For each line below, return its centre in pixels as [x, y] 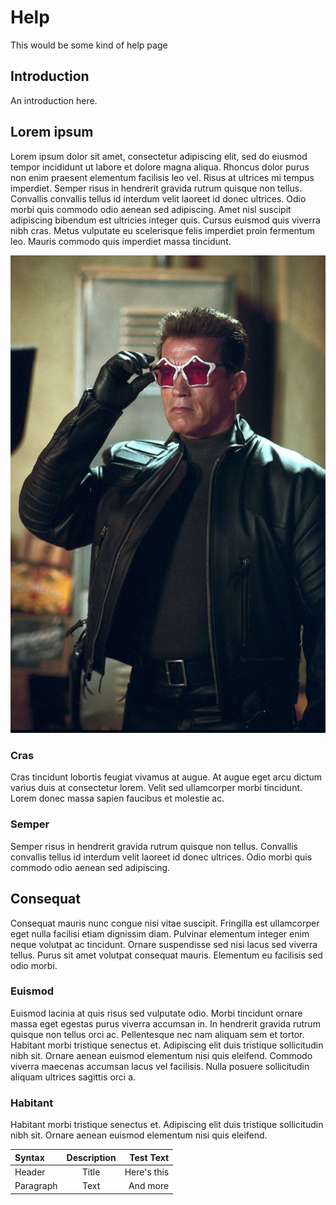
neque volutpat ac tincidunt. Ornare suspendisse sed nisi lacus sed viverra [164, 944]
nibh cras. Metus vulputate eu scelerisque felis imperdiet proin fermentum [162, 230]
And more [149, 1186]
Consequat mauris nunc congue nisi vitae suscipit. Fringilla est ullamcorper [165, 923]
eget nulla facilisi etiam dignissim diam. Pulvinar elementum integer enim [160, 933]
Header [30, 1172]
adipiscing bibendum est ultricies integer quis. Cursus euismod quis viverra [165, 220]
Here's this [147, 1172]
